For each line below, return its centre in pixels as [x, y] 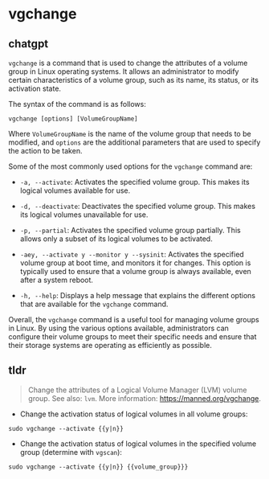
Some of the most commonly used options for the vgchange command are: [130, 166]
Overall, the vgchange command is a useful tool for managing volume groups [134, 319]
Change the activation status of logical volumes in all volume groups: [134, 414]
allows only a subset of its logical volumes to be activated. [116, 239]
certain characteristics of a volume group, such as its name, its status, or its [134, 80]
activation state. [35, 88]
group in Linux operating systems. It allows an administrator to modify [124, 72]
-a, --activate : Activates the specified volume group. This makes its [135, 182]
